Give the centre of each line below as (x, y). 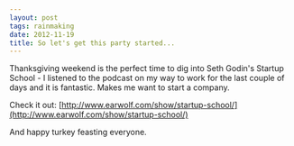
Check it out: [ (36, 105)
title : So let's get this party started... (92, 43)
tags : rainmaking (42, 26)
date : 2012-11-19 (42, 34)
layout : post (34, 18)
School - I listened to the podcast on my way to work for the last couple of (147, 78)
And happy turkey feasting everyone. (78, 132)
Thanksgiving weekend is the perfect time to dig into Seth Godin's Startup (147, 68)
